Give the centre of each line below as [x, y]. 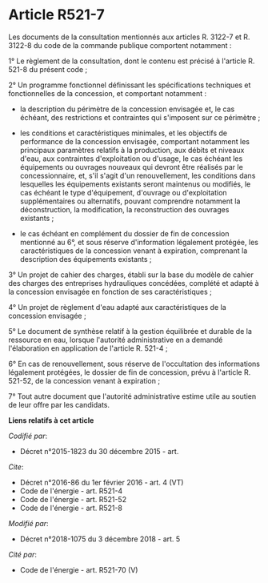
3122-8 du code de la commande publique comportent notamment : [120, 45]
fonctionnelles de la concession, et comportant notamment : [108, 93]
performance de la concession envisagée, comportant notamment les [135, 141]
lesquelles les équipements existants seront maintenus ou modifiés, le [135, 184]
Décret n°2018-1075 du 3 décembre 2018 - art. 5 [100, 539]
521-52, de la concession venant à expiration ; [84, 380]
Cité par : [23, 554]
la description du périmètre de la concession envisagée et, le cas [127, 109]
